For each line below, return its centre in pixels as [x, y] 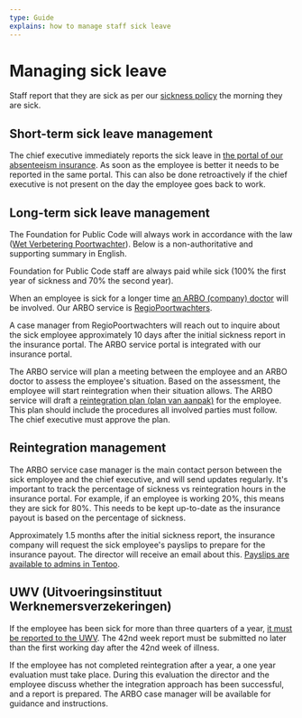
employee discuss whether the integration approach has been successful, [147, 684]
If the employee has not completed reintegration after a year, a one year [143, 665]
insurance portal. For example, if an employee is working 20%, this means [147, 499]
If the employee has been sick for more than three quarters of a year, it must [151, 628]
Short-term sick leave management [111, 133]
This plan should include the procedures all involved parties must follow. [143, 410]
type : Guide [32, 18]
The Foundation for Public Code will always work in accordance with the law [151, 235]
